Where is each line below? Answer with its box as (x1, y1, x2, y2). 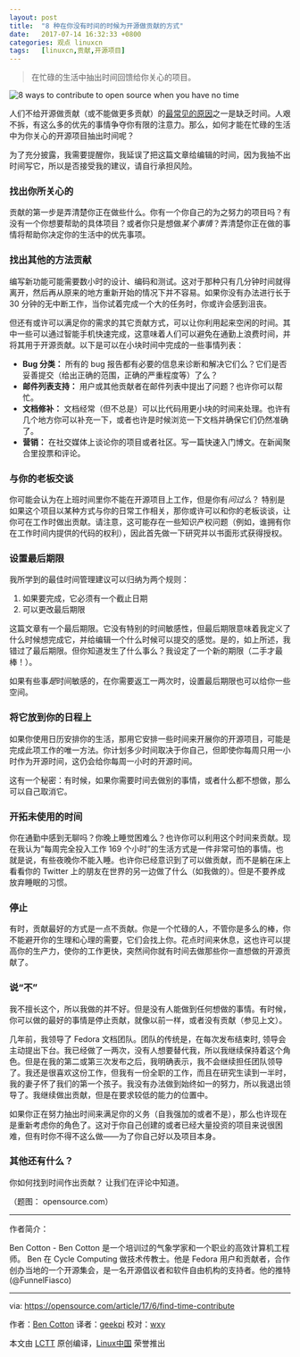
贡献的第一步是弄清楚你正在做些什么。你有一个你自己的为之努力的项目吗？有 (9, 207, 291, 218)
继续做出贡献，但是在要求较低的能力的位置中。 (39, 1089, 212, 1100)
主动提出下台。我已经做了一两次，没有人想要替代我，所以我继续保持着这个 (9, 1045, 283, 1055)
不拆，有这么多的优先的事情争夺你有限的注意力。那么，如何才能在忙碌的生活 (9, 120, 291, 130)
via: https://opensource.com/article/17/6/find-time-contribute (9, 1300, 235, 1311)
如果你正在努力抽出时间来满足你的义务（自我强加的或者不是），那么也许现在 (9, 1108, 287, 1119)
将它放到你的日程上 (9, 712, 92, 724)
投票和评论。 (37, 447, 86, 458)
